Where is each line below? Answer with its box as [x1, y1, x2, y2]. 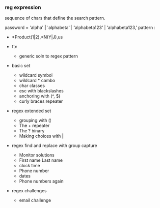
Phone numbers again [19, 178, 64, 184]
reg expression [4, 4, 41, 11]
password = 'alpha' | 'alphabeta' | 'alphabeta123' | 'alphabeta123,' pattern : [4, 25, 156, 30]
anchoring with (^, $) [19, 93, 61, 99]
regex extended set [11, 108, 52, 114]
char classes [19, 83, 45, 89]
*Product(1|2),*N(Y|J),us [11, 34, 63, 40]
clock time [19, 163, 40, 169]
